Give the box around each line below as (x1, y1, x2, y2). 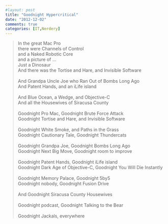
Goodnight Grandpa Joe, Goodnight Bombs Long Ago (17, 143, 131, 149)
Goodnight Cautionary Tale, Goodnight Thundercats (17, 132, 127, 138)
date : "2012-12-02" (5, 17, 47, 22)
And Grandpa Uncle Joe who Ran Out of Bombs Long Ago (17, 78, 140, 84)
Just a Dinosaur (17, 62, 51, 68)
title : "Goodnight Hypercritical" (5, 12, 79, 17)
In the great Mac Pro (17, 40, 61, 46)
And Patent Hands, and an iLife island (17, 83, 97, 89)
